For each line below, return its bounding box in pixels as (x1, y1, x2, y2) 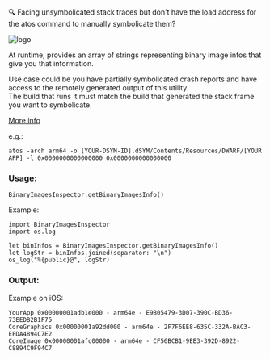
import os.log (8, 228, 57, 236)
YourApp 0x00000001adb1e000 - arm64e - (8, 308, 143, 317)
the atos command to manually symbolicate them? (8, 19, 176, 28)
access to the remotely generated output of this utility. (8, 83, 189, 92)
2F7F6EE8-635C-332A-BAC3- (163, 323, 251, 331)
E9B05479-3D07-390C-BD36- (146, 308, 233, 317)
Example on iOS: (8, 293, 63, 303)
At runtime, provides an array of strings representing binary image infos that (8, 50, 262, 60)
